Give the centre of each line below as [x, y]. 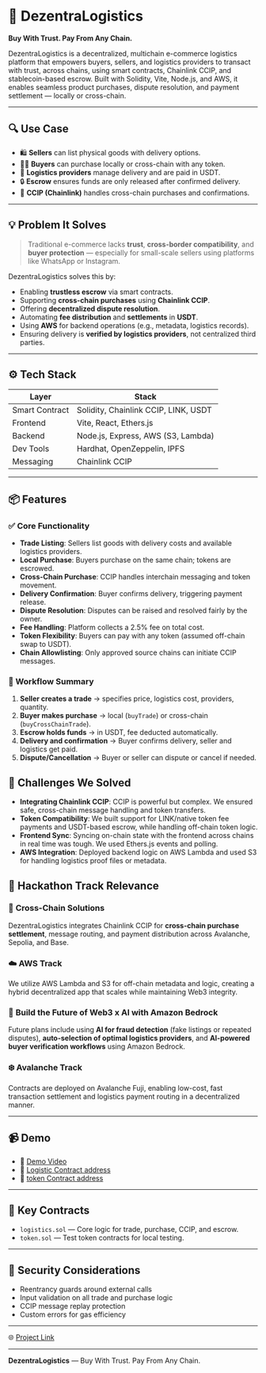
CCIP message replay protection [72, 1306]
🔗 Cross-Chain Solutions [57, 908]
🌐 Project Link [31, 1337]
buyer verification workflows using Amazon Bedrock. [97, 1046]
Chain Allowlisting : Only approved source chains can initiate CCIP [128, 652]
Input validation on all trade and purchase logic [96, 1298]
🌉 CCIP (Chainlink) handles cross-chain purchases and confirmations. [135, 193]
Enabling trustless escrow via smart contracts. [97, 292]
